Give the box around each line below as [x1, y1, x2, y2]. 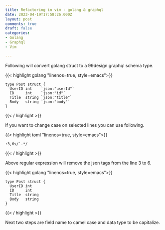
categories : [5, 30, 30, 35]
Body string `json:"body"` [9, 99, 70, 104]
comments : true [5, 21, 37, 26]
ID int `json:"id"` [9, 90, 66, 95]
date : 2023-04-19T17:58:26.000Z [5, 12, 72, 17]
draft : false [5, 26, 32, 31]
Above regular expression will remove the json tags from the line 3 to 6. [5, 160, 152, 166]
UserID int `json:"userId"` [9, 86, 75, 91]
